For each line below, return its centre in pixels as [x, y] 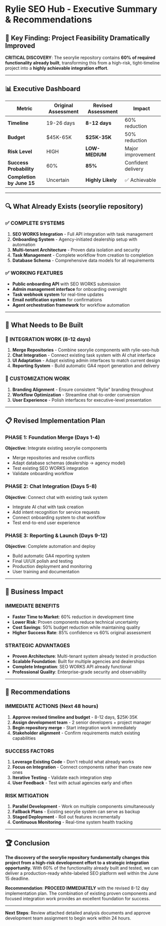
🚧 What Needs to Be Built [44, 325]
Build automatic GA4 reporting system [51, 556]
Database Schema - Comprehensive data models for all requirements [83, 260]
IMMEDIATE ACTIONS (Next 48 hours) [52, 706]
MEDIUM [96, 155]
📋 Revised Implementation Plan [55, 421]
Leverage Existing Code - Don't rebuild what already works [73, 762]
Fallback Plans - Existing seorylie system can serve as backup [76, 812]
